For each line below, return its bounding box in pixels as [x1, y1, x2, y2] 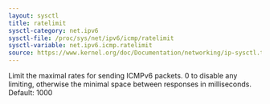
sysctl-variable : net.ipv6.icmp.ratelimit [8, 42, 153, 50]
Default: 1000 [8, 88, 53, 97]
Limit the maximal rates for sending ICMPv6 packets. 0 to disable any [8, 71, 238, 80]
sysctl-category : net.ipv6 [8, 26, 99, 34]
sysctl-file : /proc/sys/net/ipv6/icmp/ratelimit [8, 34, 174, 42]
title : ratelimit [8, 19, 67, 27]
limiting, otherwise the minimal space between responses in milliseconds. [8, 79, 252, 89]
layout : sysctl [8, 11, 59, 20]
